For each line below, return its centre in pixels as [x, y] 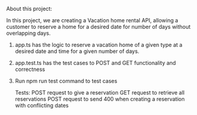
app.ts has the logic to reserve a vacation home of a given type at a [98, 45]
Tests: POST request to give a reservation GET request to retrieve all [100, 92]
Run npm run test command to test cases [66, 81]
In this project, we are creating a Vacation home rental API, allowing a [92, 20]
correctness [30, 69]
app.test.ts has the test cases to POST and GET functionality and [95, 63]
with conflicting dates [42, 105]
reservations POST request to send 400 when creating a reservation [100, 99]
